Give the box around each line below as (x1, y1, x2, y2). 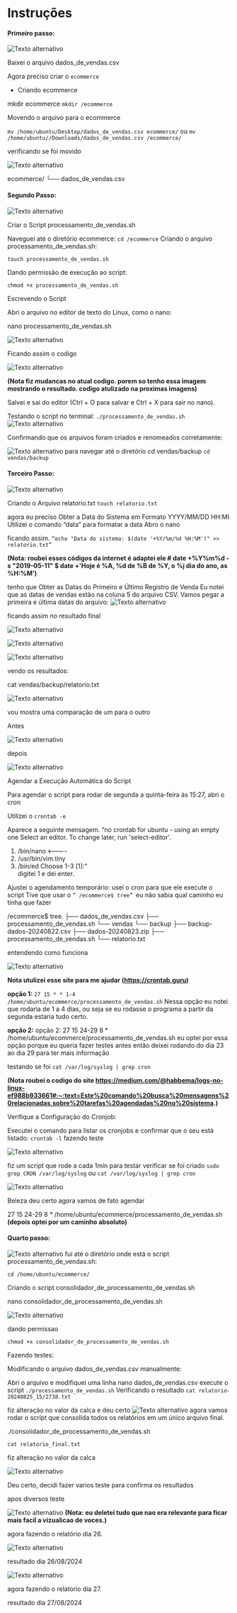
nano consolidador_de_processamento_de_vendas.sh (7, 1297, 163, 1306)
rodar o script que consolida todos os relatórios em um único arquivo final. (7, 1414, 225, 1421)
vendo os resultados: (7, 666, 69, 675)
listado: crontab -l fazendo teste (7, 1134, 104, 1142)
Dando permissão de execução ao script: (7, 268, 127, 276)
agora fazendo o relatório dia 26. (7, 1530, 103, 1538)
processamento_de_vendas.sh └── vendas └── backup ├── (7, 919, 187, 928)
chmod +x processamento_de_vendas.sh (7, 282, 119, 289)
